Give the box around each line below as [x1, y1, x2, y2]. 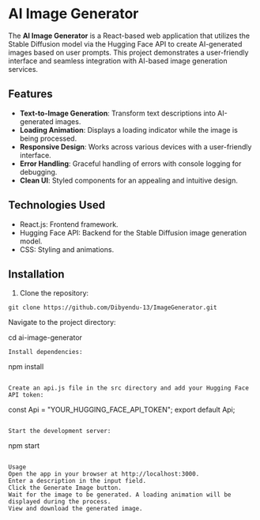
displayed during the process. [8, 498, 111, 506]
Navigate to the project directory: [8, 318, 116, 327]
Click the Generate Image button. [8, 484, 122, 492]
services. [8, 64, 38, 73]
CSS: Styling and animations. [19, 244, 115, 254]
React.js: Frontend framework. [19, 219, 119, 229]
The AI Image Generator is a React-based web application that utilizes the [8, 31, 251, 40]
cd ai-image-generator [8, 333, 83, 342]
